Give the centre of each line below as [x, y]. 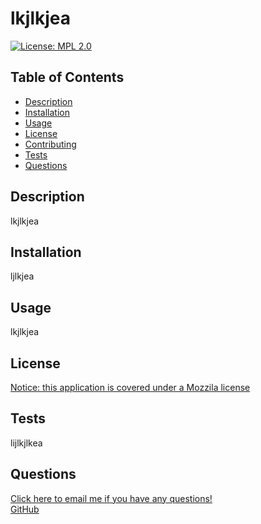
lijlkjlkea [26, 443]
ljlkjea [22, 276]
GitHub [25, 509]
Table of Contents [67, 77]
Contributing [50, 144]
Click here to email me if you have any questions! [111, 498]
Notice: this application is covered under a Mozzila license [130, 387]
